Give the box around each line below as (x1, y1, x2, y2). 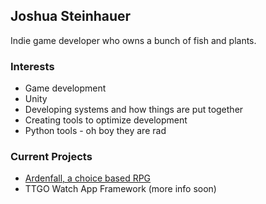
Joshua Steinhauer (10, 8, 132, 25)
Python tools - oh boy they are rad (24, 125, 167, 137)
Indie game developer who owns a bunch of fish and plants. (10, 34, 257, 46)
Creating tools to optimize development (24, 114, 188, 126)
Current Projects (10, 150, 93, 164)
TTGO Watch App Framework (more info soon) (24, 183, 217, 195)
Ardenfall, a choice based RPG (24, 172, 152, 184)
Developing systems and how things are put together (24, 104, 244, 116)
